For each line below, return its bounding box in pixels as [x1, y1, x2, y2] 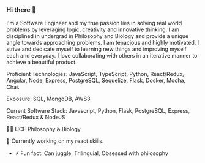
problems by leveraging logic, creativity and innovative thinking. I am [6, 26, 179, 33]
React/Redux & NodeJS [6, 113, 65, 121]
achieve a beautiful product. [6, 58, 78, 66]
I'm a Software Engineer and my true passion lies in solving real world [6, 20, 182, 27]
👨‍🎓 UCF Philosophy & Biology [6, 126, 81, 133]
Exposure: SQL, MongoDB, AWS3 [6, 95, 91, 103]
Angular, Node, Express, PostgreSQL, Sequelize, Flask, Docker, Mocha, [6, 77, 185, 85]
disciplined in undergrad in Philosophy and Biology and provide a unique [6, 32, 189, 40]
